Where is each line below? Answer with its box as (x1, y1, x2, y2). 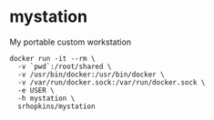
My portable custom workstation (9, 36, 132, 47)
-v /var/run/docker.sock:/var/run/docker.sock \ (17, 77, 206, 87)
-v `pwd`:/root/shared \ (17, 62, 112, 71)
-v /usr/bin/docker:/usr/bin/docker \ (17, 70, 166, 79)
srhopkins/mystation (17, 102, 96, 111)
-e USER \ (17, 85, 55, 95)
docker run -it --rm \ (9, 54, 96, 63)
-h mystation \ (17, 94, 76, 103)
